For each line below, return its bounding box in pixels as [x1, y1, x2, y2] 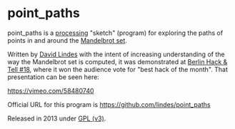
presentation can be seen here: [7, 73, 100, 81]
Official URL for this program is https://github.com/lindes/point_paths [7, 100, 211, 108]
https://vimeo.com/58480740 [7, 86, 94, 95]
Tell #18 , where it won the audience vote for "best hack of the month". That [7, 65, 229, 73]
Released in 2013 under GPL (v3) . [7, 114, 106, 123]
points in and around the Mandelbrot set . [7, 36, 127, 44]
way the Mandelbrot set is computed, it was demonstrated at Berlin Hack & [7, 57, 228, 66]
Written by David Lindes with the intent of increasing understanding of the [7, 50, 225, 58]
